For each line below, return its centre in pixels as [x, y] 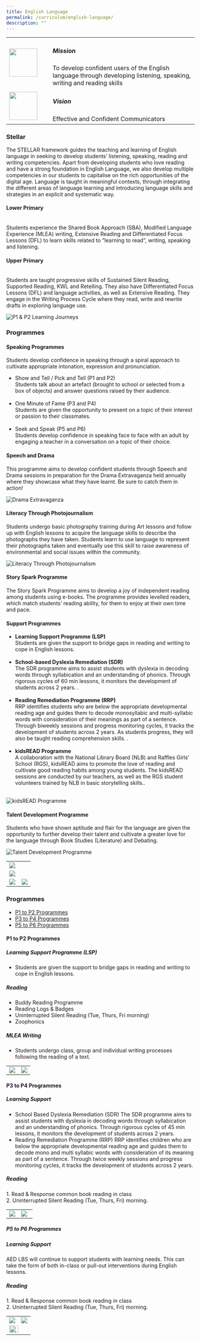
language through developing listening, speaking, [122, 75]
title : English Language [37, 12]
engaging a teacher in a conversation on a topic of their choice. [93, 442]
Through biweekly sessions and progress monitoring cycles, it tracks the [104, 726]
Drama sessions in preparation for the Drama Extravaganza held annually [96, 475]
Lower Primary [25, 208]
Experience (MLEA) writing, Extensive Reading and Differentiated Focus [95, 234]
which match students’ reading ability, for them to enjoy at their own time [96, 603]
